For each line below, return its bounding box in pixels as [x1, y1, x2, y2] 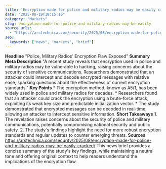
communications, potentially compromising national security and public [5, 121, 151, 127]
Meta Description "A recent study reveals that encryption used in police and [5, 58, 161, 64]
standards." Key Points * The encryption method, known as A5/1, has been [5, 85, 158, 91]
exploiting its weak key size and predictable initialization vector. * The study [5, 100, 160, 107]
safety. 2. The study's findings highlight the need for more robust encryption [5, 127, 161, 133]
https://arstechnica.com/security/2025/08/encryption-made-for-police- [5, 137, 152, 143]
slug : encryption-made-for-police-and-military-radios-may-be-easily [5, 21, 152, 26]
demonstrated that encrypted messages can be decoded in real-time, [5, 106, 147, 112]
